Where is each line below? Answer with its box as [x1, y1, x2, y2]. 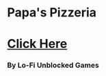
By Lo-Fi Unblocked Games [7, 60, 99, 70]
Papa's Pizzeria [7, 5, 97, 21]
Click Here [7, 36, 68, 52]
